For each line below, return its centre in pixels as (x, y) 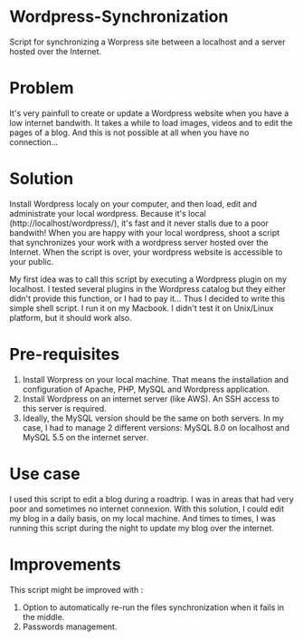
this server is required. (64, 408)
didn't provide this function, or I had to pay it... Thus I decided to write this (147, 298)
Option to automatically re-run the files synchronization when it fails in (153, 607)
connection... (34, 141)
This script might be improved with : (76, 589)
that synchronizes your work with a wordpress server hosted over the (139, 242)
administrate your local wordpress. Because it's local (108, 213)
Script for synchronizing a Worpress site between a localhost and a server (147, 42)
